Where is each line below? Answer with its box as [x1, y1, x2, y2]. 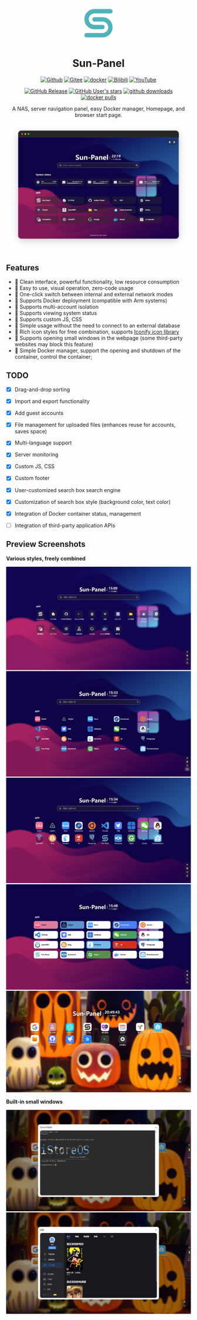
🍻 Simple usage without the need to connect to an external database [14, 322, 181, 329]
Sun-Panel [72, 57, 125, 70]
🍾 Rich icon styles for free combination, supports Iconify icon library [14, 328, 179, 336]
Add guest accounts [14, 410, 64, 417]
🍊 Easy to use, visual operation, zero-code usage [14, 285, 134, 292]
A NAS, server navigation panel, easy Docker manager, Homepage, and [12, 105, 185, 112]
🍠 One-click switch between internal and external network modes [14, 291, 173, 298]
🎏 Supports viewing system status [14, 310, 97, 317]
